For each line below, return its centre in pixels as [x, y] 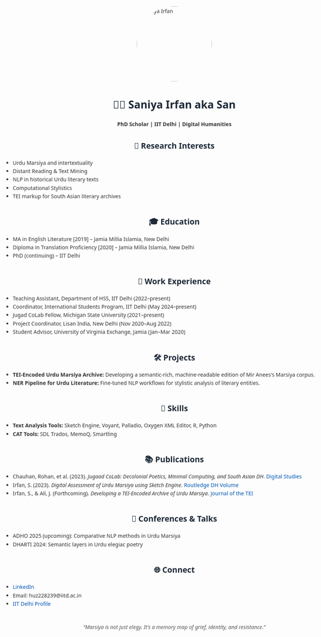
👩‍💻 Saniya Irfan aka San [174, 105]
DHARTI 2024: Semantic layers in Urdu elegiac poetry [78, 544]
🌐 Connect [174, 570]
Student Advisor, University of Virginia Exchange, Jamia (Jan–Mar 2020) [99, 332]
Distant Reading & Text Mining [50, 171]
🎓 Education [174, 221]
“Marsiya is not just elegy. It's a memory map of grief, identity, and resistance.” [174, 627]
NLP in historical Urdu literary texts [56, 179]
